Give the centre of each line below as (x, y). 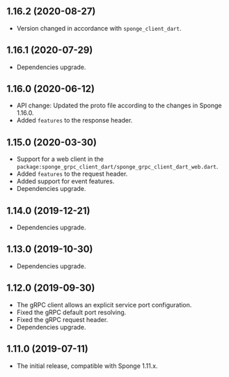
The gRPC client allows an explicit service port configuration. (104, 305)
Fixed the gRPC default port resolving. (71, 312)
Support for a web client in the (60, 159)
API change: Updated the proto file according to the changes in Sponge (119, 106)
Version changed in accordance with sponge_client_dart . (99, 28)
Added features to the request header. (72, 174)
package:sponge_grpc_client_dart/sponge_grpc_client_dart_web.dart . (117, 167)
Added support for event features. (65, 181)
